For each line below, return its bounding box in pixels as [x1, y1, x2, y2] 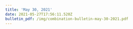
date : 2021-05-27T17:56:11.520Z [5, 12, 72, 17]
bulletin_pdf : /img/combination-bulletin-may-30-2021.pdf [5, 16, 128, 21]
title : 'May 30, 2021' [5, 7, 52, 12]
